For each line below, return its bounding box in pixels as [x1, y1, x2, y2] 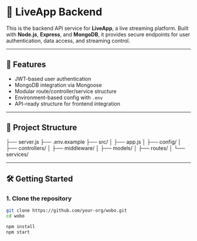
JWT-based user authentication [14, 75, 91, 82]
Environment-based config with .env [14, 94, 103, 101]
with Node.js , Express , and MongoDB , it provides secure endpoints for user [6, 30, 191, 38]
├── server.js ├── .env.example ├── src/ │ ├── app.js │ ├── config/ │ [6, 138, 182, 145]
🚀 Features [6, 60, 46, 70]
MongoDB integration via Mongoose [14, 82, 103, 89]
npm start [6, 229, 30, 235]
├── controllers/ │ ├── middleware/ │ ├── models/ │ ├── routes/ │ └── [6, 144, 185, 151]
